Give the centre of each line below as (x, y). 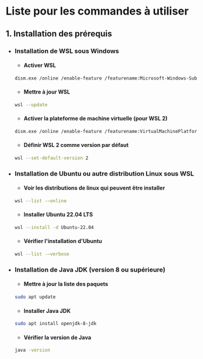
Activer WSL (40, 66)
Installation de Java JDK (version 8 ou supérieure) (90, 270)
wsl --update (31, 104)
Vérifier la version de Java (57, 337)
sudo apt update (35, 297)
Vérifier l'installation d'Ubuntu (63, 241)
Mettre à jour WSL (47, 92)
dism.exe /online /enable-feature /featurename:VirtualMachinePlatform (107, 131)
